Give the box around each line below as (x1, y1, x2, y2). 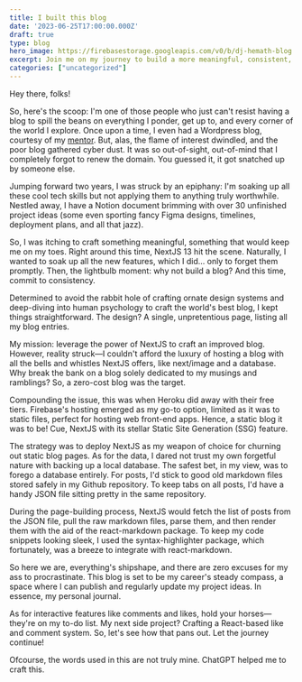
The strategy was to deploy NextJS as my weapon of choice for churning (9, 440, 281, 451)
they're (9, 617, 36, 628)
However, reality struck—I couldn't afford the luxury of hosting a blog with (9, 348, 284, 359)
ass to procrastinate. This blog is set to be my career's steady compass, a (9, 571, 284, 582)
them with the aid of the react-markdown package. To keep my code (9, 525, 264, 536)
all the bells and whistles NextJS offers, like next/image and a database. (9, 357, 277, 368)
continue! (9, 637, 45, 648)
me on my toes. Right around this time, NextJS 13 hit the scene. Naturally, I (9, 245, 287, 257)
